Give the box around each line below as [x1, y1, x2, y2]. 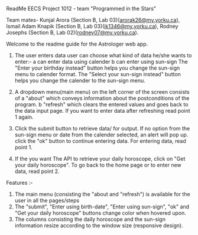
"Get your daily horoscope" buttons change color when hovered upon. [14, 210, 186, 216]
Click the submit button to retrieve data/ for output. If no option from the [14, 125, 190, 132]
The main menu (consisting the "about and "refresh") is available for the [14, 191, 190, 197]
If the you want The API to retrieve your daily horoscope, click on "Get [14, 155, 186, 162]
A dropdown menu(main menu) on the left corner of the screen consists [14, 89, 190, 95]
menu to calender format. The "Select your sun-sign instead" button [14, 71, 181, 77]
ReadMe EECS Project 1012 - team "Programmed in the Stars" [6, 5, 157, 12]
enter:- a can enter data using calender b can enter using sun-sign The [14, 58, 188, 65]
